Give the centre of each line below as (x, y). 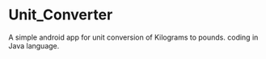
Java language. (34, 45)
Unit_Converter (61, 15)
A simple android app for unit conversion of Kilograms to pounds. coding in (133, 37)
